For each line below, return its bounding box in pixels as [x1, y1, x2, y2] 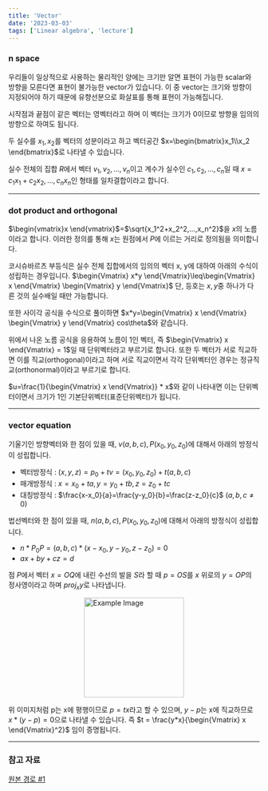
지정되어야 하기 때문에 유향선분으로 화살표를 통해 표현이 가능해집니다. [8, 92, 223, 101]
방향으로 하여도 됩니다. [8, 119, 79, 129]
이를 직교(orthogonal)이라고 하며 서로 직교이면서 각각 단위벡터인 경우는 [16, 355, 239, 364]
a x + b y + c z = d [19, 553, 74, 563]
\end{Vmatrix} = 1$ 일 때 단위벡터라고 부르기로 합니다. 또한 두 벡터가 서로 [8, 345, 237, 355]
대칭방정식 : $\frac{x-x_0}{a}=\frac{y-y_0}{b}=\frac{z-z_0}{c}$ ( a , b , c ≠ [19, 491, 254, 500]
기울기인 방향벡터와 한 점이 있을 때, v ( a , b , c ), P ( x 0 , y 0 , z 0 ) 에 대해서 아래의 [8, 439, 238, 451]
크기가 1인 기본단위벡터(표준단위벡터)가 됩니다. [35, 392, 181, 402]
